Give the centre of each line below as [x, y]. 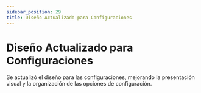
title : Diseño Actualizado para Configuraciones [69, 18]
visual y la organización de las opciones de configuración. [79, 84]
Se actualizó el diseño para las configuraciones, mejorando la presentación [100, 77]
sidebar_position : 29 [34, 12]
